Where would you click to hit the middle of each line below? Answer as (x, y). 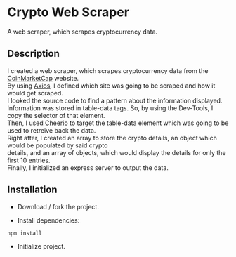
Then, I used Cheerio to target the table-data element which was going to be (118, 123)
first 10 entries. (29, 160)
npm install (25, 233)
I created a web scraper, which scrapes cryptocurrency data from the (108, 70)
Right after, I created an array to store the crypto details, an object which (112, 138)
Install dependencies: (48, 220)
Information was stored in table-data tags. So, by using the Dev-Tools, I (110, 108)
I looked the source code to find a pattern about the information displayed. (115, 100)
